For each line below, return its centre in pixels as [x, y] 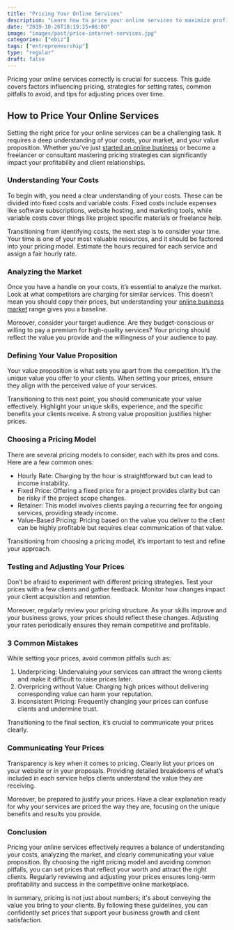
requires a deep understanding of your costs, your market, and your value [113, 140]
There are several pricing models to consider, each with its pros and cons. [114, 455]
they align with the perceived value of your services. [83, 385]
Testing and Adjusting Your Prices [66, 566]
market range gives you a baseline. [57, 309]
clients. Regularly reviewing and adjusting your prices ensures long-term [111, 876]
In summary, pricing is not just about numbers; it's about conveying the [109, 897]
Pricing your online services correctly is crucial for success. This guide [109, 79]
